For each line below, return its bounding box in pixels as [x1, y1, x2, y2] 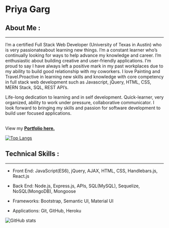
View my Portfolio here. [5, 125, 55, 131]
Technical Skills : [5, 149, 59, 158]
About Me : [5, 24, 41, 32]
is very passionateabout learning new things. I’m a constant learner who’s [5, 47, 157, 53]
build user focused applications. [5, 110, 72, 116]
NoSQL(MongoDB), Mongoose [12, 188, 76, 194]
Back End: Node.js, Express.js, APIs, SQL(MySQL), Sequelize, [12, 183, 140, 189]
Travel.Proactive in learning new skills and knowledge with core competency [5, 74, 164, 80]
